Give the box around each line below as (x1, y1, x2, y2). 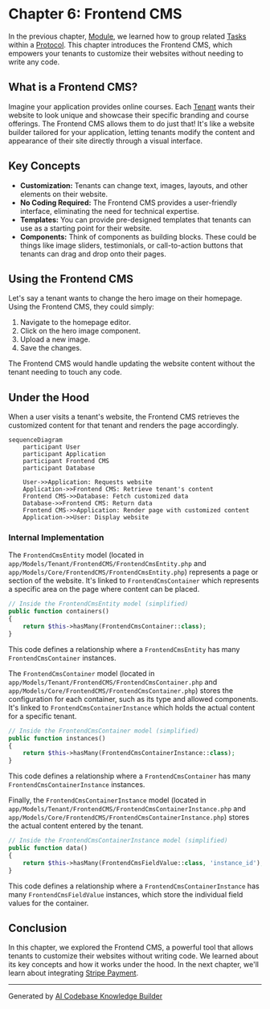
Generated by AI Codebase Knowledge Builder (8, 991, 163, 1001)
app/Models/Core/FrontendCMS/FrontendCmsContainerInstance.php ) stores (8, 813, 250, 822)
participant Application (22, 450, 106, 458)
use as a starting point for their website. (19, 223, 153, 233)
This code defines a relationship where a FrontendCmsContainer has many (8, 771, 252, 781)
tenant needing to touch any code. (8, 367, 122, 377)
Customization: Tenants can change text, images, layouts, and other (19, 180, 248, 190)
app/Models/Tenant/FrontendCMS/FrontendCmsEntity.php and (8, 559, 207, 568)
